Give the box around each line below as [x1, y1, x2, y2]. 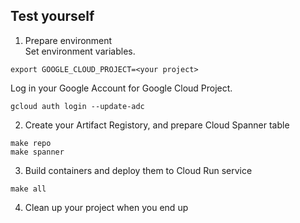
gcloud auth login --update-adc [10, 101, 145, 111]
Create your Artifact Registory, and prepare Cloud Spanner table [24, 119, 290, 131]
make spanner [10, 147, 65, 157]
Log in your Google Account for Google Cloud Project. [10, 82, 233, 94]
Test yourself [10, 8, 95, 25]
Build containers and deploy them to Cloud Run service [24, 164, 253, 176]
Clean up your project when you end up [24, 201, 189, 213]
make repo [10, 138, 52, 148]
